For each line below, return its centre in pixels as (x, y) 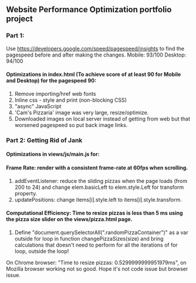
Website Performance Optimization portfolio (89, 10)
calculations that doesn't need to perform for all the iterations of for (96, 245)
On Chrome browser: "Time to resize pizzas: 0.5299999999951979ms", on (96, 262)
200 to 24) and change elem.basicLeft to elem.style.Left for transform (99, 187)
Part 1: (15, 36)
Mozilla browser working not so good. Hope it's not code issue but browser (97, 269)
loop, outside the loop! (42, 251)
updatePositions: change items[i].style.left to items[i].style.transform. (98, 199)
